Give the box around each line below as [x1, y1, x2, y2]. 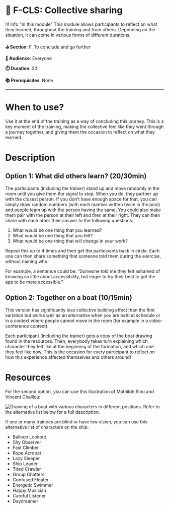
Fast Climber [12, 444, 39, 451]
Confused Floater [12, 476, 49, 483]
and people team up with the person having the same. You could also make [5, 207, 161, 213]
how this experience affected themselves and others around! [5, 354, 131, 360]
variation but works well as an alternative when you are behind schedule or [5, 312, 161, 318]
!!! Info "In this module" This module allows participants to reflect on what [5, 21, 157, 27]
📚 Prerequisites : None [5, 77, 53, 83]
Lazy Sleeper [12, 455, 40, 461]
